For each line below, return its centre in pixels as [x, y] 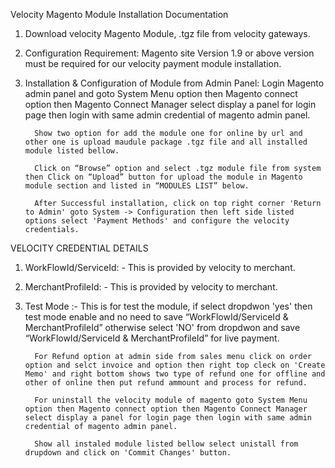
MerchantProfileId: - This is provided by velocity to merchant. [151, 287]
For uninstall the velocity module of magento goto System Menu [171, 400]
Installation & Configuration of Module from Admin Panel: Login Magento [174, 83]
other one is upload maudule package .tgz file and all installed [166, 142]
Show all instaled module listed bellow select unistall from [166, 444]
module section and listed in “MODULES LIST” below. [137, 186]
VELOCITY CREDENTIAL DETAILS [79, 248]
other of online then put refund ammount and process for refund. [166, 383]
